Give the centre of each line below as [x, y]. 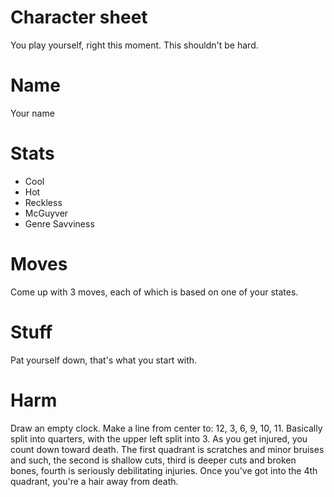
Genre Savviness [59, 223]
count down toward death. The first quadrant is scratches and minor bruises [167, 449]
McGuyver [46, 213]
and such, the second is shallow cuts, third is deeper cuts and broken [153, 460]
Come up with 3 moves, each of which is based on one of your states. [154, 292]
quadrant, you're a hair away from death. [94, 481]
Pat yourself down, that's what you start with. [104, 360]
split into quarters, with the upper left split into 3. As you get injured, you [159, 438]
